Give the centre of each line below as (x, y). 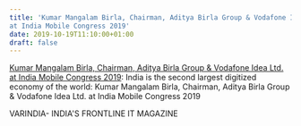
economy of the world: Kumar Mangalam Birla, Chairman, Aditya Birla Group (150, 87)
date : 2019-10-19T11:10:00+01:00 (72, 34)
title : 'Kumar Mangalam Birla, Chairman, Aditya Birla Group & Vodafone (148, 17)
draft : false (34, 42)
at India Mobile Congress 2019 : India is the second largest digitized (133, 78)
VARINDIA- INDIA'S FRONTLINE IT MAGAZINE (94, 113)
